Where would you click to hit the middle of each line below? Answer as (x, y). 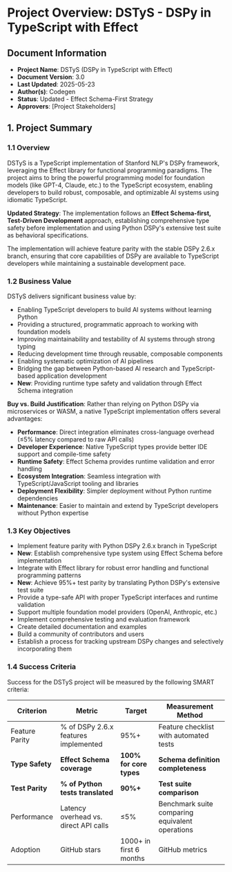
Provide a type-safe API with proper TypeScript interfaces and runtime (118, 597)
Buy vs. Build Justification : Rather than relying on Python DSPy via (103, 403)
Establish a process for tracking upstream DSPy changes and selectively (120, 642)
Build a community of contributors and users (80, 634)
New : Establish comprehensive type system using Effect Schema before (120, 553)
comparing (176, 812)
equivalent (175, 821)
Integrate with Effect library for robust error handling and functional (113, 568)
